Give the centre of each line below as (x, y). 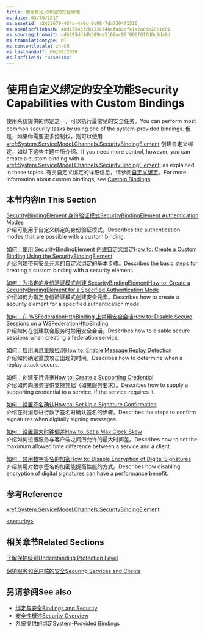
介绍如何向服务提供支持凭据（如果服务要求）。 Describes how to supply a (97, 385)
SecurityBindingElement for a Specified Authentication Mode (83, 290)
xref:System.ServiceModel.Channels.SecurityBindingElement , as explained (100, 165)
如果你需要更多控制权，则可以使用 (59, 136)
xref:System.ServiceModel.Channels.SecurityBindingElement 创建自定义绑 (100, 144)
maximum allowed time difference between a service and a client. (89, 446)
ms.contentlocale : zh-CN (38, 47)
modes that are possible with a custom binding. (66, 237)
